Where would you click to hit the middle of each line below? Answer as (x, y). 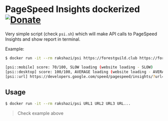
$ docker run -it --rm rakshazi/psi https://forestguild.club (71, 58)
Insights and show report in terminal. (43, 39)
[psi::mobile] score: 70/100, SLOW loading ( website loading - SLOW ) (79, 67)
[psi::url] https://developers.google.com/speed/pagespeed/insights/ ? (80, 76)
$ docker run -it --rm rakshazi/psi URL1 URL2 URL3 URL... (68, 104)
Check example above (40, 113)
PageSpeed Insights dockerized (72, 9)
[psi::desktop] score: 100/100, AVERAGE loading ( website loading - (78, 72)
